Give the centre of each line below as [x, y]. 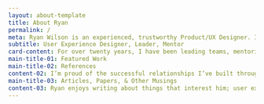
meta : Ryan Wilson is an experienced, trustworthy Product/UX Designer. [130, 37]
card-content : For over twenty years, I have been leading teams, [119, 52]
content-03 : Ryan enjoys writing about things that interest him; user [128, 88]
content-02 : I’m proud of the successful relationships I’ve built [121, 74]
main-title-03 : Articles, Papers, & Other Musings [93, 81]
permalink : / [29, 30]
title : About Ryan [38, 23]
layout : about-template [47, 15]
